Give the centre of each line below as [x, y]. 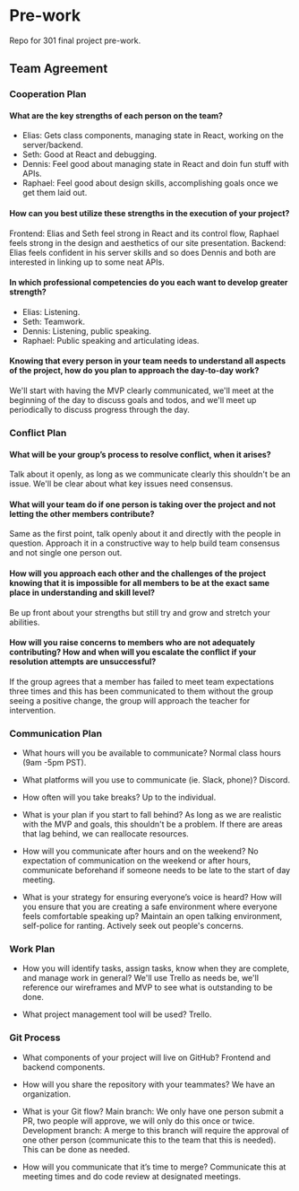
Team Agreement [59, 69]
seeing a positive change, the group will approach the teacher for [130, 700]
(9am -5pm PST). [54, 763]
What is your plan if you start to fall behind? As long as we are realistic [152, 815]
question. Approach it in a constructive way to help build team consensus [145, 543]
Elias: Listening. [51, 311]
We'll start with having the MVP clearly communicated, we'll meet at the [142, 390]
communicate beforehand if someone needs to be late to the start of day [156, 871]
